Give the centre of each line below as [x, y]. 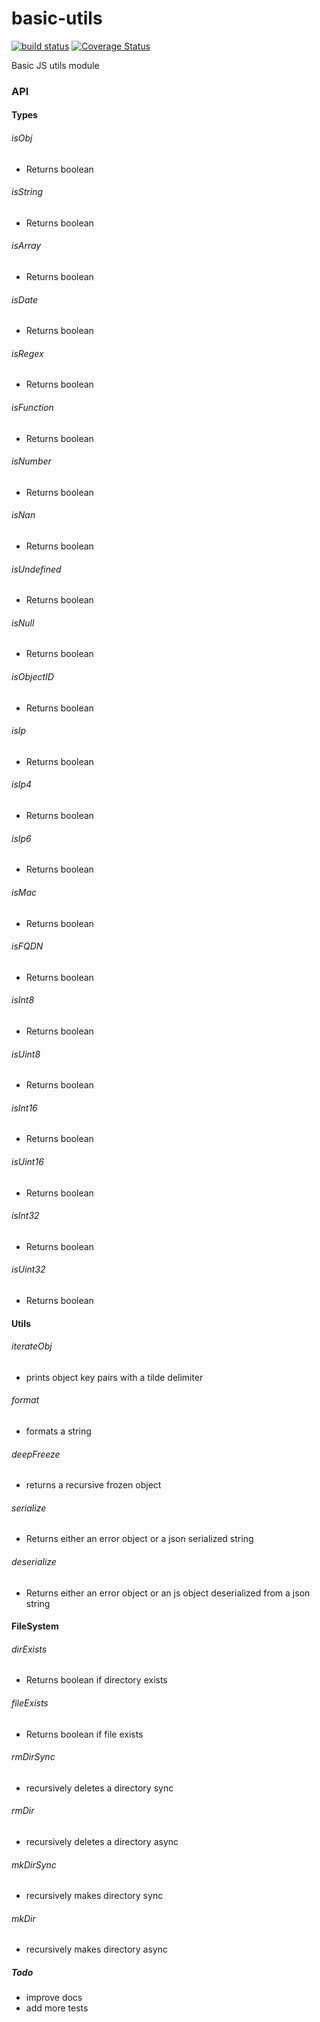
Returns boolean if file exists [84, 1734]
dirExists [29, 1649]
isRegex [27, 353]
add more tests [57, 2008]
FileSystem [35, 1626]
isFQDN [27, 946]
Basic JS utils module [55, 65]
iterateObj [32, 1346]
